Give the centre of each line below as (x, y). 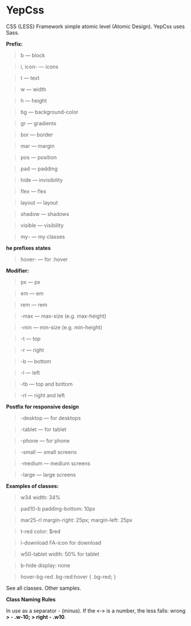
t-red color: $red (40, 531)
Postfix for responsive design (43, 407)
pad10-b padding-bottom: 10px (58, 508)
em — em (32, 293)
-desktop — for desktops (51, 418)
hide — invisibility (41, 180)
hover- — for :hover (44, 259)
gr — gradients (38, 123)
